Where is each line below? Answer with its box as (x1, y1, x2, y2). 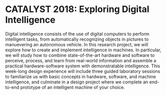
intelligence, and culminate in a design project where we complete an (5, 79, 148, 85)
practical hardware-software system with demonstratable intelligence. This (5, 63, 160, 69)
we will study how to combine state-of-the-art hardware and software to (5, 52, 155, 58)
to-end (5, 84, 20, 90)
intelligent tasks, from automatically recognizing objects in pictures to (5, 36, 149, 42)
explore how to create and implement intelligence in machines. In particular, (5, 47, 161, 53)
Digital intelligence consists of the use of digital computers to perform (5, 31, 149, 37)
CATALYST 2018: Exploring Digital (5, 4, 149, 15)
